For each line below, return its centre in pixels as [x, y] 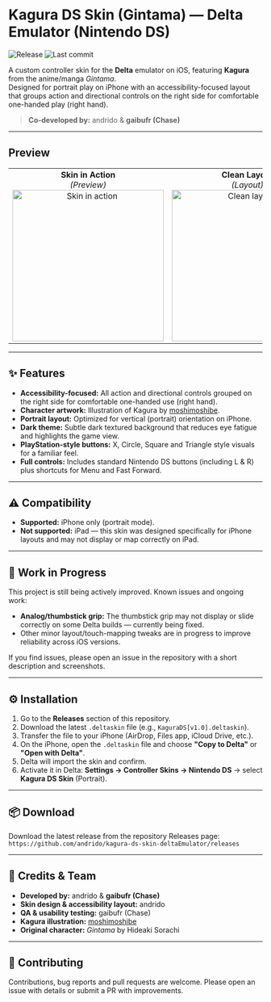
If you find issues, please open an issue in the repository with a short [123, 658]
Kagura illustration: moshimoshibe [78, 921]
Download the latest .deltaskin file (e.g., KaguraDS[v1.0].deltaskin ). [135, 727]
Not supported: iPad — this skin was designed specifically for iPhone [136, 531]
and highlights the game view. [69, 436]
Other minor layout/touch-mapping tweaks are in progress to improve [135, 633]
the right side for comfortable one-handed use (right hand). [119, 401]
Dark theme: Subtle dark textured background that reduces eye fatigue [138, 427]
